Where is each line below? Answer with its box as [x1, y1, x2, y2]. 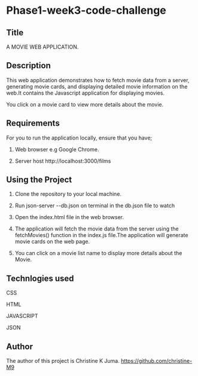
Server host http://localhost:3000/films [14, 157, 111, 165]
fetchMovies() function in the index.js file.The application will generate [14, 232, 188, 239]
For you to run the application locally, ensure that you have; [6, 134, 153, 141]
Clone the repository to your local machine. [14, 190, 121, 198]
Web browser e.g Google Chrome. [14, 145, 99, 153]
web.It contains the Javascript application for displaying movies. [6, 89, 165, 96]
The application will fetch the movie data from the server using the [14, 225, 179, 232]
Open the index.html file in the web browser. [14, 214, 124, 221]
